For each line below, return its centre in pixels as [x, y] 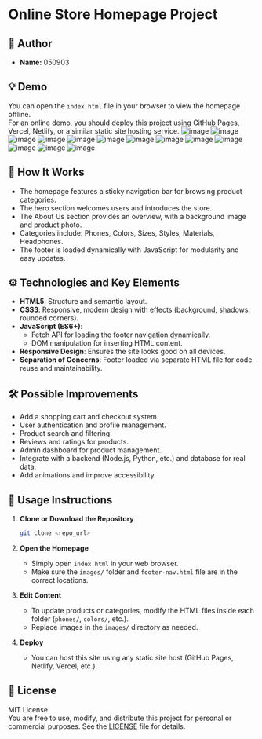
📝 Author [30, 44]
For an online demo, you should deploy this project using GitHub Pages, [124, 123]
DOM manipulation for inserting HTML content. [107, 343]
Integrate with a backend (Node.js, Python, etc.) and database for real [132, 459]
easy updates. [42, 258]
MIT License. [29, 709]
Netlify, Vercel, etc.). [64, 666]
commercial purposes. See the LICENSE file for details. [97, 726]
